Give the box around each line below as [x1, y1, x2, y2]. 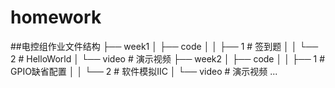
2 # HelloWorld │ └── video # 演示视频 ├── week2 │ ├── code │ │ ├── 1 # [10, 52, 326, 65]
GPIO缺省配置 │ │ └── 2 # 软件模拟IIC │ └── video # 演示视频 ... [10, 65, 278, 77]
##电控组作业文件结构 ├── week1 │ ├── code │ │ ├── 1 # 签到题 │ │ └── [10, 40, 319, 52]
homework [10, 6, 102, 29]
